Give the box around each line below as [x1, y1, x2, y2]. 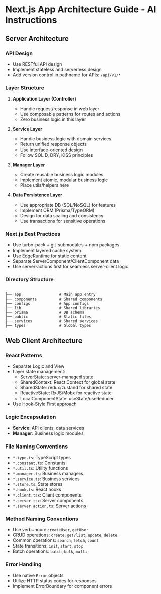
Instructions [5, 14, 57, 26]
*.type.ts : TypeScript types [12, 455, 71, 461]
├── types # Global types [5, 323, 92, 328]
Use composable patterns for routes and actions [20, 111, 121, 117]
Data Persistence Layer [12, 192, 63, 198]
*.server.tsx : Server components [12, 498, 84, 504]
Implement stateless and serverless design [12, 66, 102, 72]
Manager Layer [12, 162, 45, 168]
